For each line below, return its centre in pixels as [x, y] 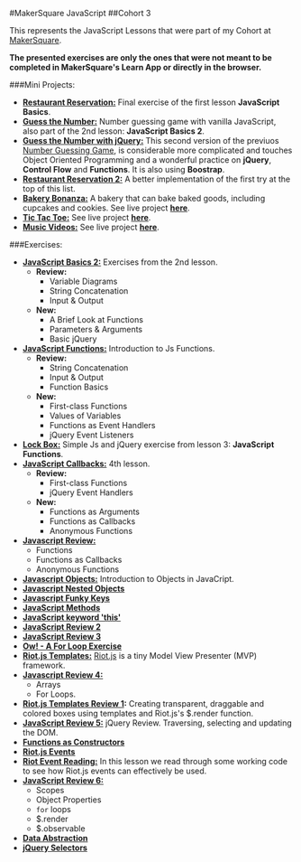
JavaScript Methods [61, 608]
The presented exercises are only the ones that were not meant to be [141, 57]
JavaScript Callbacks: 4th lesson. [86, 464]
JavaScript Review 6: [63, 780]
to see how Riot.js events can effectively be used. [114, 771]
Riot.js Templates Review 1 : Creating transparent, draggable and [143, 703]
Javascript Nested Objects [73, 588]
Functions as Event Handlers [102, 425]
